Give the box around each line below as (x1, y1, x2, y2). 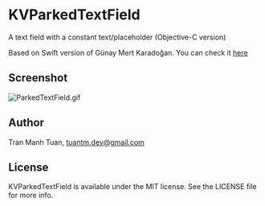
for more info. (8, 191, 54, 200)
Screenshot (8, 71, 68, 85)
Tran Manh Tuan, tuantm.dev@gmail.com (8, 137, 145, 146)
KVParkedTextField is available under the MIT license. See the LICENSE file (8, 182, 257, 192)
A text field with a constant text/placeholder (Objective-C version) (8, 32, 226, 42)
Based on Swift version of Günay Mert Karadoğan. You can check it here (8, 47, 248, 57)
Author (8, 116, 44, 130)
